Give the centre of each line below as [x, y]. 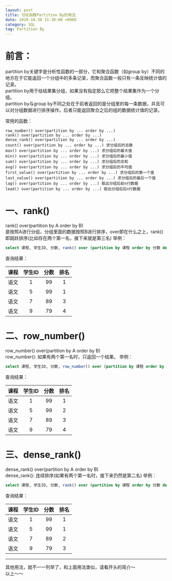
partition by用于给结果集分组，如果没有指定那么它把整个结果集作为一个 [80, 91]
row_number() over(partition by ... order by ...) [60, 131]
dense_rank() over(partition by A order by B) [52, 469]
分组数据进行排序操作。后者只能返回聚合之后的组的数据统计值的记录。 [88, 110]
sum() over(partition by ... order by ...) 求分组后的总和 [67, 162]
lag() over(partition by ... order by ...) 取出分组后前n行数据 [72, 184]
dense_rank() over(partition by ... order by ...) [60, 140]
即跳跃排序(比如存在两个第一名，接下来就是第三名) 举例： [66, 238]
